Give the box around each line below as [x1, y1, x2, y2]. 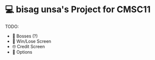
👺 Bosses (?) [12, 33, 38, 39]
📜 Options [12, 49, 33, 55]
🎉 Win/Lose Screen [12, 38, 52, 44]
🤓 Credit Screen [12, 43, 45, 49]
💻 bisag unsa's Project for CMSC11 [5, 4, 151, 15]
